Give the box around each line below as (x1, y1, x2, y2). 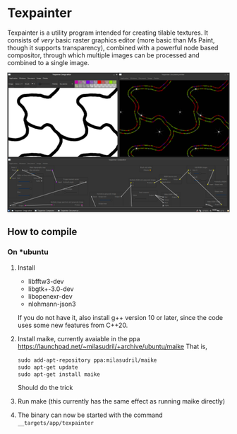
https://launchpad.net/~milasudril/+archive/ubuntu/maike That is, (17, 342, 208, 350)
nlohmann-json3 (28, 299, 76, 308)
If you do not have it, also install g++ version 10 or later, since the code (17, 313, 224, 321)
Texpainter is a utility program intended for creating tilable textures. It (7, 28, 209, 37)
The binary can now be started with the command (17, 411, 164, 419)
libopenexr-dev (28, 292, 73, 300)
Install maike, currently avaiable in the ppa (17, 334, 140, 343)
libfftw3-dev (28, 277, 64, 285)
